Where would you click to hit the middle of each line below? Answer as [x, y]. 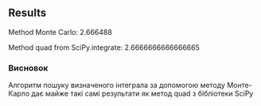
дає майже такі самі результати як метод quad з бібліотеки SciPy [142, 93]
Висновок [28, 68]
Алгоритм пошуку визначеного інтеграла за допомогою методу [117, 85]
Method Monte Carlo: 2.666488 [60, 32]
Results [27, 13]
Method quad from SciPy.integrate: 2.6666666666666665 [104, 47]
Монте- [239, 85]
